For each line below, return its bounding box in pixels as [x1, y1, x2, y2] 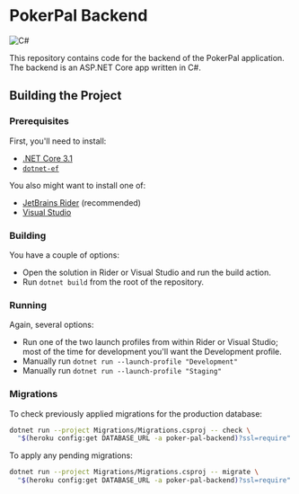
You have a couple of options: [9, 249, 119, 260]
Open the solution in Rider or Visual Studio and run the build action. [22, 267, 272, 278]
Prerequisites [9, 115, 69, 128]
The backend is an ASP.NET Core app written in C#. [9, 62, 202, 73]
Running [9, 298, 48, 311]
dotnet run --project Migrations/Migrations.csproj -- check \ [9, 426, 251, 435]
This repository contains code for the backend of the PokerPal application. [9, 52, 285, 63]
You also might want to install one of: [9, 180, 146, 190]
